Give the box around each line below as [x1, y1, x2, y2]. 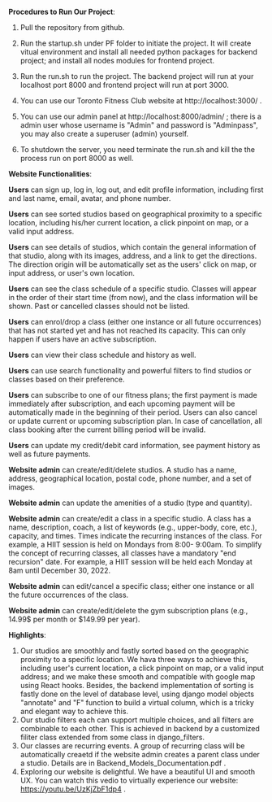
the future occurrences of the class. [8, 590, 129, 599]
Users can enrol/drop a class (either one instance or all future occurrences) [8, 317, 262, 326]
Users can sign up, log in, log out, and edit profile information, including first [8, 185, 264, 194]
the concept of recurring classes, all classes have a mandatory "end [8, 548, 237, 558]
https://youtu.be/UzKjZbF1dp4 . [19, 784, 126, 794]
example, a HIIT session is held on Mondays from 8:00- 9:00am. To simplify [8, 540, 262, 549]
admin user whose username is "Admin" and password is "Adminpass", [19, 120, 258, 129]
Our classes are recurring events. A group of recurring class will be [19, 741, 245, 751]
